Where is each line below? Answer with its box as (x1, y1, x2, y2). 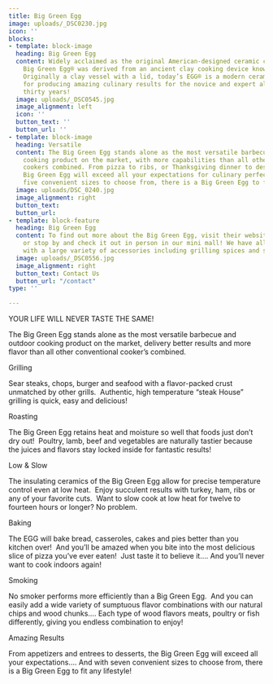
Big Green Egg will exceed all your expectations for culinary (23, 171, 242, 179)
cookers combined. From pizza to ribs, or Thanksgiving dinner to (23, 164, 253, 172)
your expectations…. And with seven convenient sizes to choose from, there (8, 657, 263, 668)
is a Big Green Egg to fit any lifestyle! (8, 666, 132, 676)
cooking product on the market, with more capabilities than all (23, 156, 249, 164)
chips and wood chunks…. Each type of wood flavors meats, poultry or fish (8, 608, 260, 619)
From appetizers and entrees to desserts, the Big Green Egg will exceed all (8, 649, 258, 659)
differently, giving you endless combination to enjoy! (8, 617, 184, 627)
